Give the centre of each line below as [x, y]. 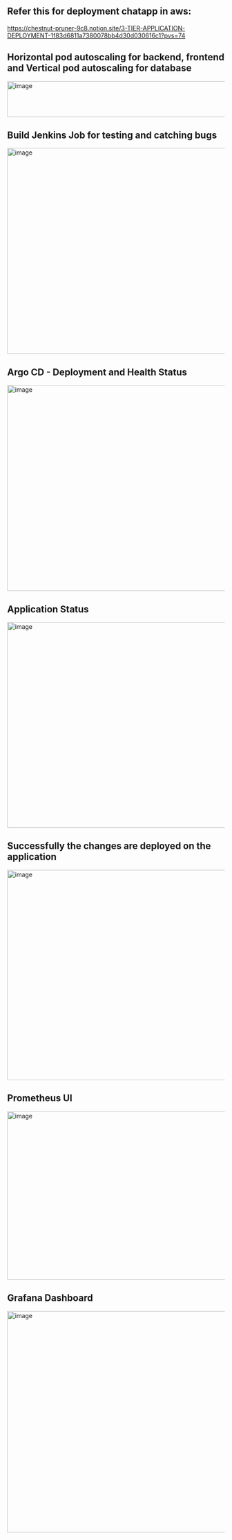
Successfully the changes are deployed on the [109, 846]
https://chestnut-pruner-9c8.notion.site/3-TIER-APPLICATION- [96, 28]
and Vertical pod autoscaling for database [99, 68]
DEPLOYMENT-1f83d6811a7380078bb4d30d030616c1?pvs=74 [96, 35]
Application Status [48, 609]
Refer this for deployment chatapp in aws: [99, 11]
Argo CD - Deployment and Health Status [97, 372]
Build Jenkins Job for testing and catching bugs [112, 136]
